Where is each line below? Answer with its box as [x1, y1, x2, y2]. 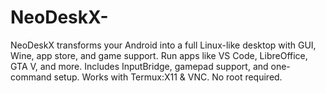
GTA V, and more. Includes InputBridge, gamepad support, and [10, 60, 269, 72]
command [10, 71, 52, 83]
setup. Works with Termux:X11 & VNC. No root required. [53, 71, 283, 83]
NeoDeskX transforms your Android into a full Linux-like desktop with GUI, [10, 39, 317, 51]
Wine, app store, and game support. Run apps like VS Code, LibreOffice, [10, 49, 308, 61]
